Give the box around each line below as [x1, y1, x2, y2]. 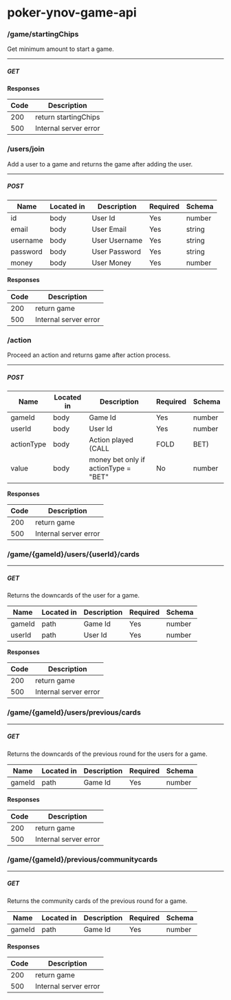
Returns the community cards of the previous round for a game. [7, 896, 188, 905]
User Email [91, 224, 127, 234]
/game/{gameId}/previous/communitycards [7, 855, 158, 865]
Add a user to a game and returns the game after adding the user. [7, 160, 193, 168]
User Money [91, 258, 132, 268]
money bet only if [89, 455, 146, 464]
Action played [89, 435, 134, 444]
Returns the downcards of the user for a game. [7, 591, 140, 600]
